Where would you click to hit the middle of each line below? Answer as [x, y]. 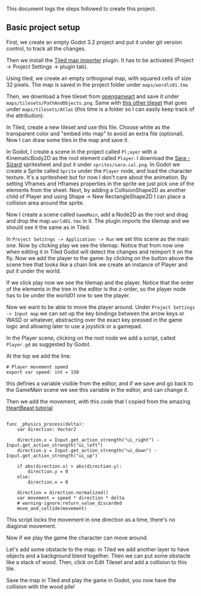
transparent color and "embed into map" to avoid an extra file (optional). [95, 133]
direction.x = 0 [48, 482]
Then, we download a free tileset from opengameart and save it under [93, 96]
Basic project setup [43, 27]
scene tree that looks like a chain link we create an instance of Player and [97, 264]
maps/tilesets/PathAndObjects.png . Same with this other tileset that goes [97, 102]
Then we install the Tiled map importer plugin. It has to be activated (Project [100, 60]
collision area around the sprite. [45, 203]
